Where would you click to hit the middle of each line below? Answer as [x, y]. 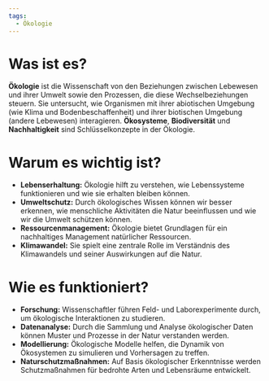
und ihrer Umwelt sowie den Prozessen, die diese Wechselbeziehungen [128, 95]
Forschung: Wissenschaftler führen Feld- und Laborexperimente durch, [141, 309]
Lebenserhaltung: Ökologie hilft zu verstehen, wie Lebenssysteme [132, 185]
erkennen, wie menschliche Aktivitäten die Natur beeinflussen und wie [138, 211]
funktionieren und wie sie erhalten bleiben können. [105, 194]
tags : [17, 16]
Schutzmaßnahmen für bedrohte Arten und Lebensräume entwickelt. [135, 370]
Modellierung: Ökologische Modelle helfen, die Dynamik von [122, 344]
